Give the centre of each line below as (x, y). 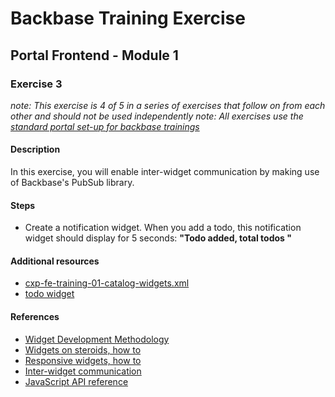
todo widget (49, 294)
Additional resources (55, 261)
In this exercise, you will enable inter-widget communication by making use (165, 172)
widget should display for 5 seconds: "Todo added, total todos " (158, 238)
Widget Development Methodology (97, 339)
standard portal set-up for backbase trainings (105, 126)
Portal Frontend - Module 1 (94, 55)
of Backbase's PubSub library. (72, 183)
